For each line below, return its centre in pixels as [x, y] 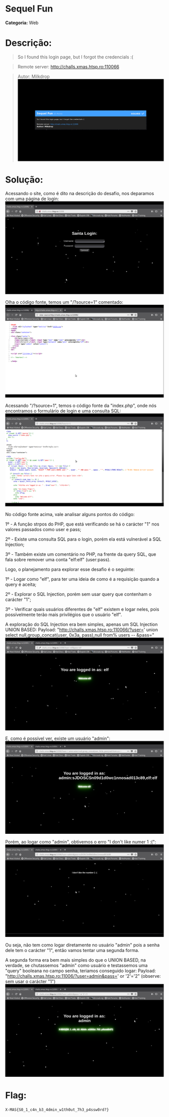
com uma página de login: [32, 199]
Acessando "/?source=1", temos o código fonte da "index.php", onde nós [81, 406]
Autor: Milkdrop [34, 76]
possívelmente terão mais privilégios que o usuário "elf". [64, 615]
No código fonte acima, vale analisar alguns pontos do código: [70, 514]
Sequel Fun [29, 9]
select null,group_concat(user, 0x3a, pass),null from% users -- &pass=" [80, 635]
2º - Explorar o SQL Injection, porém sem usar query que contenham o [78, 594]
